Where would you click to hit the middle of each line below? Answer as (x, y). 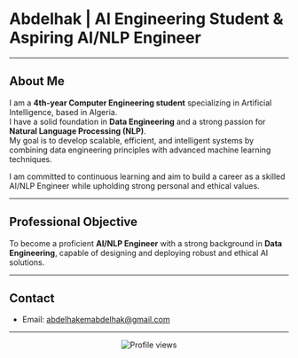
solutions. (27, 262)
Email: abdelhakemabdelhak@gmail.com (96, 320)
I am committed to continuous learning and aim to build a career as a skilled (147, 176)
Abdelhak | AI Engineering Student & (146, 19)
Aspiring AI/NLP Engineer (105, 38)
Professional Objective (74, 222)
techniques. (31, 159)
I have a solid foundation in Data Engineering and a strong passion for (137, 121)
